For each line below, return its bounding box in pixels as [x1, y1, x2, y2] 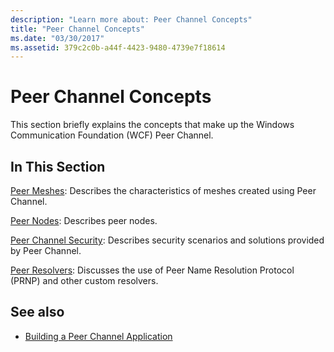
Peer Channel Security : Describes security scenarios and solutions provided [10, 234, 325, 246]
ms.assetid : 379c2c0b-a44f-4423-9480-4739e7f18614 [10, 42, 226, 53]
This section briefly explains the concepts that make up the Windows [10, 119, 295, 131]
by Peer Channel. [10, 245, 82, 256]
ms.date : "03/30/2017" [10, 33, 105, 43]
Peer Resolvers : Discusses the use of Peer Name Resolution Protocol [10, 264, 295, 276]
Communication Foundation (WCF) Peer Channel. [10, 129, 214, 141]
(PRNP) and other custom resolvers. [10, 275, 159, 286]
